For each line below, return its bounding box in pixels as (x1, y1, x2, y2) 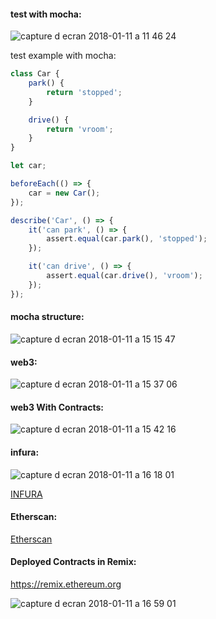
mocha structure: (10, 311, 85, 323)
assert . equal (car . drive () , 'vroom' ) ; (46, 271, 203, 281)
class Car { (10, 69, 60, 79)
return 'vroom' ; (46, 124, 114, 134)
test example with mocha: (10, 50, 117, 62)
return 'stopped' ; (46, 87, 123, 97)
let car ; (10, 161, 47, 171)
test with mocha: (10, 8, 82, 20)
